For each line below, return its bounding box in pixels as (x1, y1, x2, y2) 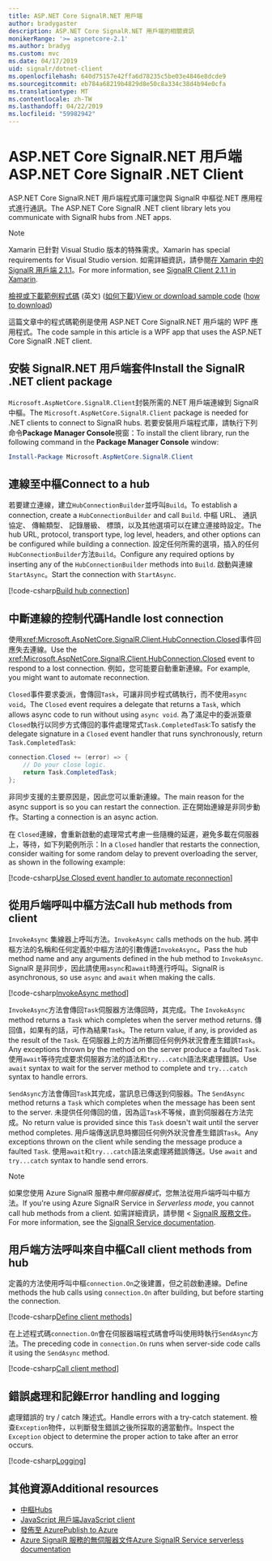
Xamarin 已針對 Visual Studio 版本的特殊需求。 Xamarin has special (8, 244, 231, 254)
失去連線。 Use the (15, 645, 77, 654)
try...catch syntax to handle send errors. (8, 1155, 148, 1165)
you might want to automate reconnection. (8, 673, 150, 683)
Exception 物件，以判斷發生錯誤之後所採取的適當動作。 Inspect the (15, 1422, 235, 1433)
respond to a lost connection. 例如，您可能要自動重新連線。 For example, (8, 663, 251, 674)
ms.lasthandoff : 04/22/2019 (8, 102, 104, 110)
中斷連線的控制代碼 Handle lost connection (8, 611, 224, 625)
